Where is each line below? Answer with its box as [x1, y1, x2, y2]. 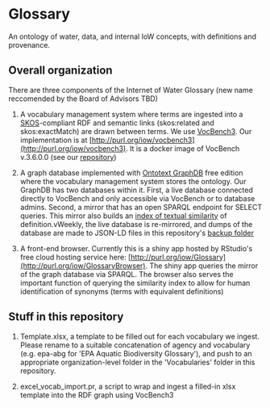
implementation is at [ [19, 135, 93, 145]
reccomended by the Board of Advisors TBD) [8, 94, 159, 103]
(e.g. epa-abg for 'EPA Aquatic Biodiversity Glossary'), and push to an [19, 348, 252, 358]
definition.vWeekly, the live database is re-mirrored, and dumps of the [19, 219, 253, 229]
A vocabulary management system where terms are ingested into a [19, 109, 243, 119]
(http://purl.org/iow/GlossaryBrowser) [19, 260, 146, 271]
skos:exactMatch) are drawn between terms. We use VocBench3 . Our [19, 126, 252, 136]
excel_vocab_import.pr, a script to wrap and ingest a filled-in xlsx [19, 381, 236, 391]
